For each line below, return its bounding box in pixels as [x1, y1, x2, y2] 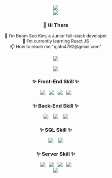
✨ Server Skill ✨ [36, 150, 75, 157]
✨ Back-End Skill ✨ [33, 102, 79, 109]
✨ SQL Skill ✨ [39, 126, 73, 133]
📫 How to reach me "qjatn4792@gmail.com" [9, 44, 102, 50]
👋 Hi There [43, 22, 69, 29]
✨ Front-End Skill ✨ [32, 78, 79, 85]
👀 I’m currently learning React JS [22, 38, 89, 44]
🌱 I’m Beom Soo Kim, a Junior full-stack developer [4, 33, 107, 39]
